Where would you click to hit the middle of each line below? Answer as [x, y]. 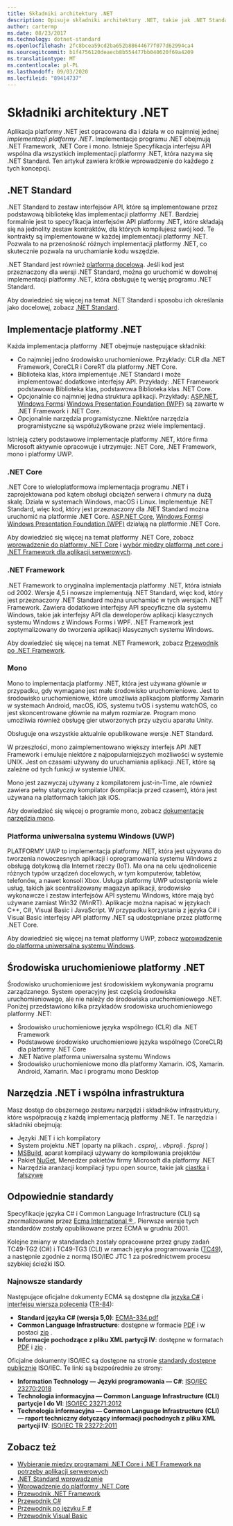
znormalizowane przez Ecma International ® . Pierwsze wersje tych [103, 1221]
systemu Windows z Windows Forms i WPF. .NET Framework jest [101, 622]
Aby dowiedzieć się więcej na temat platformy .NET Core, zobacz [101, 538]
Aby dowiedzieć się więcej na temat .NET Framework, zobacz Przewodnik [113, 643]
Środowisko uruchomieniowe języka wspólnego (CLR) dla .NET [107, 1027]
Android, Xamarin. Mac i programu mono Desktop [88, 1071]
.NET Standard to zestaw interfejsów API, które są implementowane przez [113, 207]
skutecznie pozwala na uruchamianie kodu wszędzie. [83, 251]
